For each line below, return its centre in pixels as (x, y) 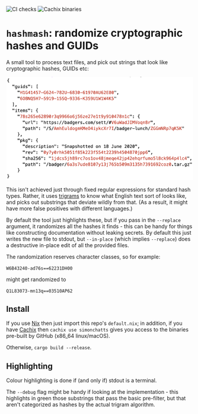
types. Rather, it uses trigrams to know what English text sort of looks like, (96, 195)
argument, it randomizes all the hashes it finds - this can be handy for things (99, 226)
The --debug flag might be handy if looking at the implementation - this (92, 392)
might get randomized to (36, 279)
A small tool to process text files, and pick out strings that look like (87, 62)
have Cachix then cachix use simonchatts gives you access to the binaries (97, 330)
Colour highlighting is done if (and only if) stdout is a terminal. (82, 381)
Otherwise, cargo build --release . (49, 347)
